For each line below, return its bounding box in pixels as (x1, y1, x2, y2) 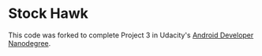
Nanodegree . (8, 38, 51, 47)
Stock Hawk (8, 5, 89, 23)
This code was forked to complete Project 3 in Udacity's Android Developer (8, 30, 254, 40)
